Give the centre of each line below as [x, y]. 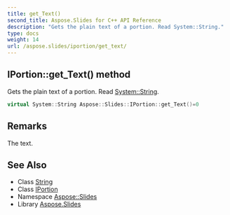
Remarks [27, 126]
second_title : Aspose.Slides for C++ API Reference [84, 20]
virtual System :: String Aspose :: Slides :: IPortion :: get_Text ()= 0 [103, 104]
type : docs [23, 33]
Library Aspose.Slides [49, 204]
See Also [27, 165]
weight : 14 [23, 40]
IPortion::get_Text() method [69, 75]
